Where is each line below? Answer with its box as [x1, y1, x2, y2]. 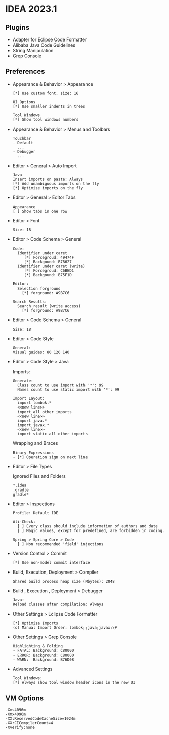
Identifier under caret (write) [17, 264, 86, 269]
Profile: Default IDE [12, 510, 58, 515]
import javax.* [17, 422, 50, 428]
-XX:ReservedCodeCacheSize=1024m [5, 716, 76, 721]
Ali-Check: [12, 519, 36, 524]
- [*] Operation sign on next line [12, 454, 88, 460]
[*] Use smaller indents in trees [12, 104, 86, 109]
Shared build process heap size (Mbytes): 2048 [12, 579, 115, 584]
